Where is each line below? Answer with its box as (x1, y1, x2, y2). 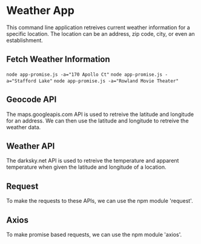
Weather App (6, 4, 74, 18)
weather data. (6, 123, 41, 130)
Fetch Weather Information (6, 54, 110, 64)
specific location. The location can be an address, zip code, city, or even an (6, 30, 195, 37)
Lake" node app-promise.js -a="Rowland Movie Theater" (38, 78, 179, 84)
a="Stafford (6, 78, 36, 84)
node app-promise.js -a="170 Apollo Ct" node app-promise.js (6, 71, 163, 78)
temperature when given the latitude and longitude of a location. (6, 163, 166, 171)
